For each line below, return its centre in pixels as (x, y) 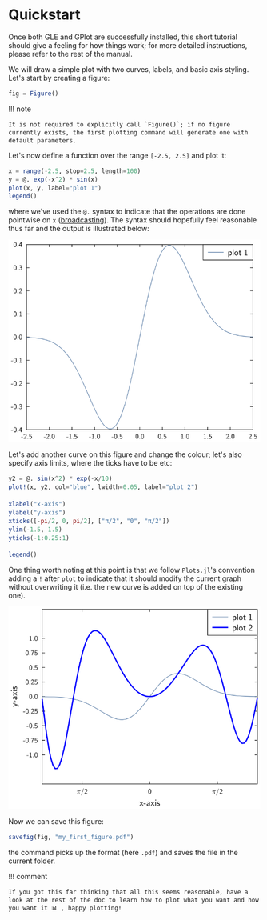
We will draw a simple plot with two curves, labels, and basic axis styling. (129, 69)
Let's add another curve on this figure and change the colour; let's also (125, 454)
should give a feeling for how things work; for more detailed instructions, (128, 45)
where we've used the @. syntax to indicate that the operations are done (127, 212)
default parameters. (43, 140)
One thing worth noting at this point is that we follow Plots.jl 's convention (132, 570)
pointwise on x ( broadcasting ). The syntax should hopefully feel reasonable (133, 220)
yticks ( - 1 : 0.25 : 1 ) (39, 538)
